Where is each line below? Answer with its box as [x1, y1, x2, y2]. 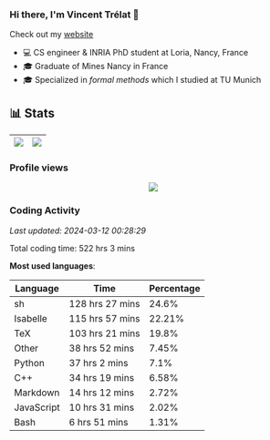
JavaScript [14, 401, 61, 414]
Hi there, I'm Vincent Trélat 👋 [9, 8, 140, 21]
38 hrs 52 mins [68, 342, 135, 354]
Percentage [149, 281, 201, 294]
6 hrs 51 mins [68, 415, 130, 428]
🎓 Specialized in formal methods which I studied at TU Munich [22, 75, 262, 86]
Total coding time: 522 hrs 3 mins [9, 242, 135, 253]
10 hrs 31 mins [68, 401, 135, 414]
